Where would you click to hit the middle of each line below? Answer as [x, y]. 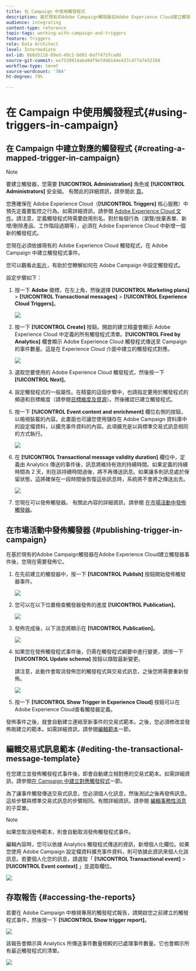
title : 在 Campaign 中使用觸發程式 [46, 11]
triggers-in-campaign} [62, 125]
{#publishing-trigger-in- [137, 530]
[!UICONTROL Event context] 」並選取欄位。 [60, 866]
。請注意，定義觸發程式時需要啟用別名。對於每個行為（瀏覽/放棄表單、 [97, 218]
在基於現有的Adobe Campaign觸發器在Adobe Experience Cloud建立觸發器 [95, 554]
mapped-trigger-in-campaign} [63, 158]
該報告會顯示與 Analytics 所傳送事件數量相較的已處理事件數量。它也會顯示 [95, 943]
